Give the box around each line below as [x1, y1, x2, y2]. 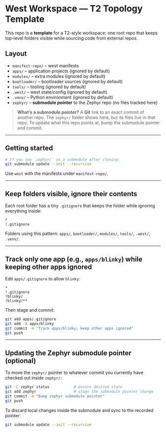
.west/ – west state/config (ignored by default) [12, 89, 108, 95]
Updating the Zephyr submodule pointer [5, 349, 132, 357]
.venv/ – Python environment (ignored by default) [12, 94, 114, 100]
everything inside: [5, 208, 42, 214]
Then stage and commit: [5, 307, 55, 313]
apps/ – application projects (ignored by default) [12, 68, 110, 74]
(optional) [5, 356, 36, 365]
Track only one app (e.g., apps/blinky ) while [5, 255, 143, 263]
